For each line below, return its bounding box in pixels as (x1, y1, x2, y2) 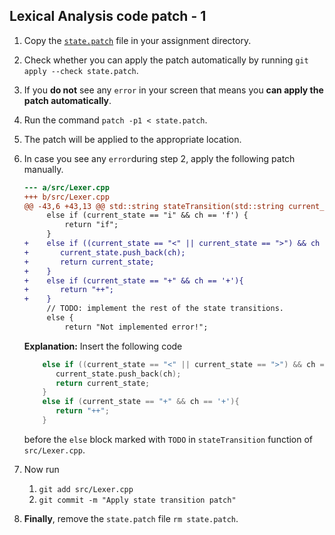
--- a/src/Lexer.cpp (23, 182, 110, 193)
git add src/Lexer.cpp (38, 484, 134, 494)
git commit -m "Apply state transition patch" (38, 495, 237, 505)
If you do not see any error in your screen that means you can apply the (23, 84, 324, 96)
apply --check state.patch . (23, 64, 139, 76)
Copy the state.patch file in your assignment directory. (23, 34, 252, 46)
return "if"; (64, 220, 119, 230)
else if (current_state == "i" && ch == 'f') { (46, 210, 249, 221)
